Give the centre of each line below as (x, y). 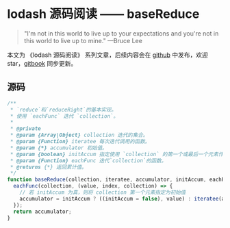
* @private (25, 129)
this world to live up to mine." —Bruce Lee (83, 40)
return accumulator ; (42, 212)
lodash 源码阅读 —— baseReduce (103, 14)
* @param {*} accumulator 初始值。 (59, 148)
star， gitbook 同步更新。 (42, 63)
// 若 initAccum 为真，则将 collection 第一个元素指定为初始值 (103, 192)
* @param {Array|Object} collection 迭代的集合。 (79, 135)
